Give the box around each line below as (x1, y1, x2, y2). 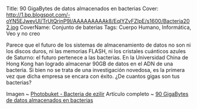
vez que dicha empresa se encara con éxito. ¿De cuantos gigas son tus (6, 73, 180, 80)
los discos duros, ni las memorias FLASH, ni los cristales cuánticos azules (6, 48, 186, 55)
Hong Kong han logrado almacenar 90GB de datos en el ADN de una (6, 60, 173, 67)
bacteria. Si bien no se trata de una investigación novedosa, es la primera (6, 67, 185, 73)
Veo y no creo (6, 30, 40, 37)
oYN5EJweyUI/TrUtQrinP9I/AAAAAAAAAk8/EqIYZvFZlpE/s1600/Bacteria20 (6, 18, 190, 24)
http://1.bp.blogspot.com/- (6, 11, 71, 18)
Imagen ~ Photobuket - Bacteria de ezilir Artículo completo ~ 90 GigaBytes (6, 91, 189, 97)
